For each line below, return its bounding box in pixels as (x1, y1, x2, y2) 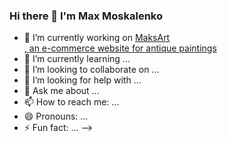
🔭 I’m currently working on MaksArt (23, 32, 171, 44)
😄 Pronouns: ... (23, 110, 89, 123)
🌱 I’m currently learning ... (23, 53, 131, 65)
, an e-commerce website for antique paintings (23, 42, 217, 54)
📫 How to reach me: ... (23, 96, 120, 108)
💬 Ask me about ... (23, 85, 100, 97)
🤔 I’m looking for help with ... (23, 74, 142, 86)
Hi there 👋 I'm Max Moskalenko (9, 9, 163, 23)
